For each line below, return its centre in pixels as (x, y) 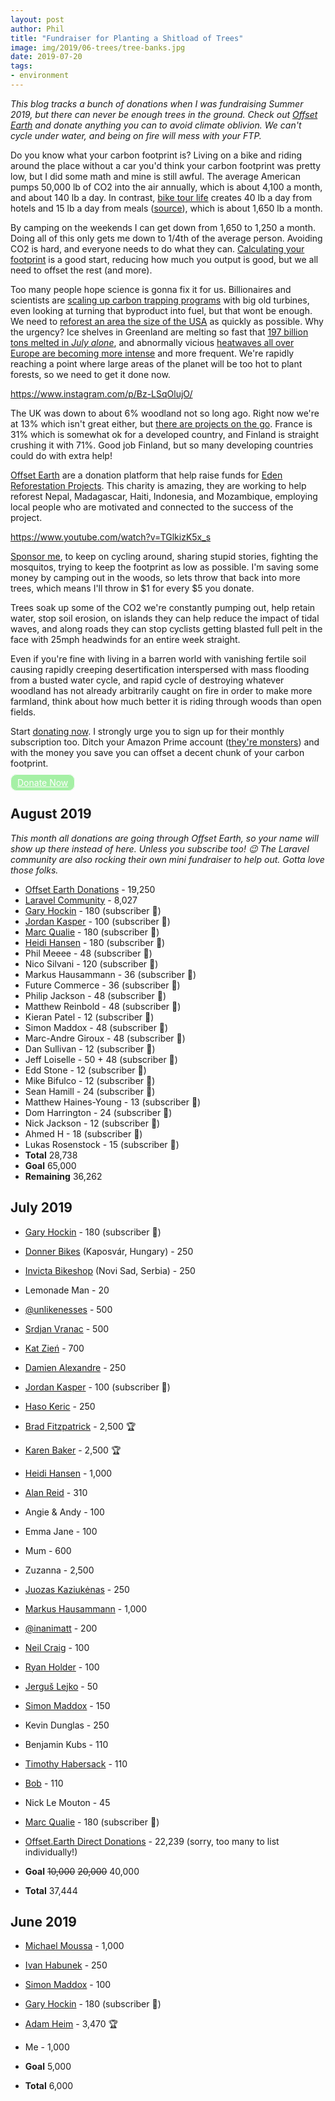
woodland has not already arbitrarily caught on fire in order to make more (161, 690)
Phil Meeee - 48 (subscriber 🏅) (88, 953)
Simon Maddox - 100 (68, 1985)
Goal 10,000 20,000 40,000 (82, 1871)
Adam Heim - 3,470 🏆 (71, 2024)
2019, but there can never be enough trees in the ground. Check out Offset (164, 114)
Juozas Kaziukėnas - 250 (77, 1589)
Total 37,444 (51, 1890)
